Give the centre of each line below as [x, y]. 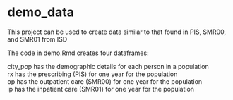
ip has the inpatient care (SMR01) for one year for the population [101, 89]
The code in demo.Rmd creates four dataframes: [78, 53]
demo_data [41, 12]
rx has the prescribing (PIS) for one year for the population [92, 74]
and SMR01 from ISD [37, 39]
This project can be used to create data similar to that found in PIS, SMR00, [117, 32]
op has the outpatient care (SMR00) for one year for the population [105, 81]
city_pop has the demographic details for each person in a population [108, 66]
